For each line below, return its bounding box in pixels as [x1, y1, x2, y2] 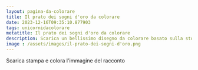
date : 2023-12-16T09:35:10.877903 [6, 19, 91, 25]
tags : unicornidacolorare [6, 24, 70, 31]
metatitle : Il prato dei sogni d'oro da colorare [6, 30, 131, 36]
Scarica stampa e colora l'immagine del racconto [6, 57, 126, 64]
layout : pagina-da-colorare [6, 8, 75, 15]
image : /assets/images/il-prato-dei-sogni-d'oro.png [6, 41, 141, 47]
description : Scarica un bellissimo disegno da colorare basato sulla [6, 36, 183, 41]
